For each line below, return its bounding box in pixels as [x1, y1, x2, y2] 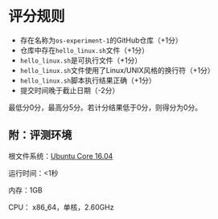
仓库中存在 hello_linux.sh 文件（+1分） [19, 45, 149, 55]
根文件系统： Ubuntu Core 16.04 [8, 151, 113, 160]
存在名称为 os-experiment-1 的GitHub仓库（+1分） [19, 35, 183, 45]
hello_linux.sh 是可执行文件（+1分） [19, 55, 142, 65]
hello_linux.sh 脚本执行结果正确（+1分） [19, 75, 156, 85]
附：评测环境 [8, 128, 72, 142]
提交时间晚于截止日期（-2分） [19, 85, 120, 95]
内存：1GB [8, 185, 43, 195]
